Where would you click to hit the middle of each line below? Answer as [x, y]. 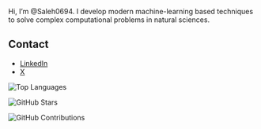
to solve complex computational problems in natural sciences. [109, 20]
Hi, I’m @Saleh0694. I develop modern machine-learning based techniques [131, 11]
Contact [28, 44]
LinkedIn [34, 63]
